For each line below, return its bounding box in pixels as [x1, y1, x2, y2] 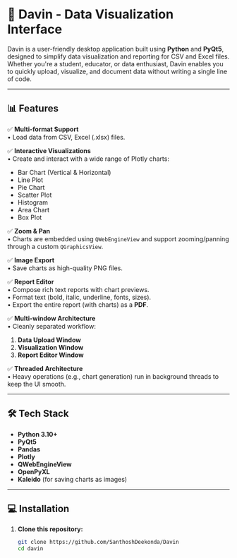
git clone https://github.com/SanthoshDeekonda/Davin [17, 539, 179, 546]
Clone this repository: [17, 525, 83, 533]
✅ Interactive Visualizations [7, 146, 92, 154]
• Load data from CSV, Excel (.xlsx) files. [7, 133, 126, 141]
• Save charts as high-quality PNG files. [7, 264, 123, 272]
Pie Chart [17, 183, 45, 191]
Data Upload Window [17, 335, 81, 344]
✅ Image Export [7, 255, 55, 264]
